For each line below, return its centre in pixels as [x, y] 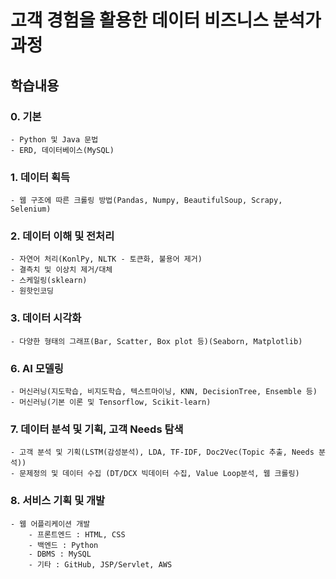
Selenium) [31, 209]
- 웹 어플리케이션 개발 [50, 524]
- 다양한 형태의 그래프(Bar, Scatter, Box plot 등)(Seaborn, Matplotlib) [156, 341]
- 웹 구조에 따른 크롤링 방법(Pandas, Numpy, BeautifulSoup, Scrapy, [146, 201]
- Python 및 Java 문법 [54, 139]
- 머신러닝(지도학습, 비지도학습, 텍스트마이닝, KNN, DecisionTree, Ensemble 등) [164, 392]
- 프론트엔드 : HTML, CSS [77, 534]
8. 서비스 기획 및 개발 [58, 501]
